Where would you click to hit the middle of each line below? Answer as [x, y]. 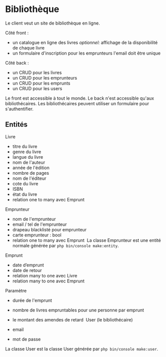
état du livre [25, 194]
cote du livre [25, 183]
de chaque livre [28, 48]
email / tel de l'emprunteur [39, 224]
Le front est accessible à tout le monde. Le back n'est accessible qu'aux [79, 98]
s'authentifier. [19, 109]
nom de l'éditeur [29, 178]
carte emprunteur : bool [37, 235]
